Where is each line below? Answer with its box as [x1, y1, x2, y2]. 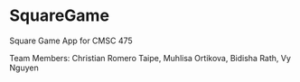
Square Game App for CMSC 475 [9, 35, 133, 46]
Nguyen [9, 62, 39, 73]
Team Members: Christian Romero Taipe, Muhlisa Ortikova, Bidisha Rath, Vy [9, 52, 292, 63]
